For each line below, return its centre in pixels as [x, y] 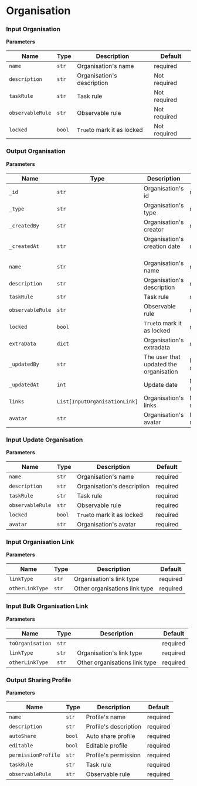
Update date [160, 385]
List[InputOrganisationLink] [97, 401]
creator [154, 229]
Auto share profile [111, 736]
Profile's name [106, 717]
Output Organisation [36, 151]
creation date [162, 246]
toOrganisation [30, 643]
